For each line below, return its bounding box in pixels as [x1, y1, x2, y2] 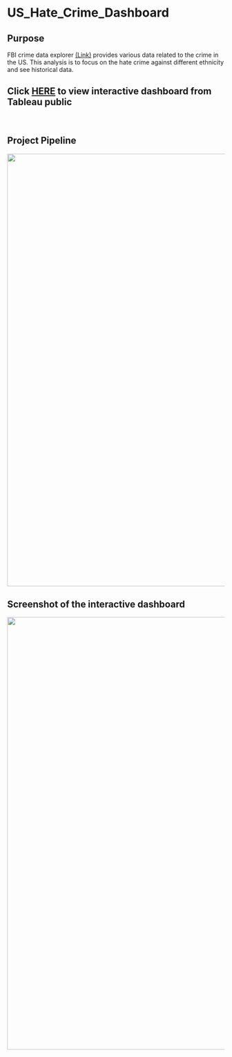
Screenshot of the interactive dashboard [7, 599, 185, 611]
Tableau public [7, 96, 72, 108]
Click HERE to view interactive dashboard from [7, 85, 212, 98]
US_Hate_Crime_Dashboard [7, 5, 169, 21]
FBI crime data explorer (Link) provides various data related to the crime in [7, 51, 219, 59]
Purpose [7, 33, 45, 44]
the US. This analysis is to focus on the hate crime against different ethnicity [7, 58, 224, 66]
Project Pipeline [7, 135, 77, 147]
